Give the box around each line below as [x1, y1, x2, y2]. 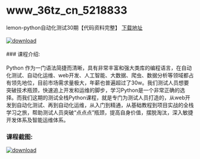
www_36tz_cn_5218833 [6, 4, 128, 17]
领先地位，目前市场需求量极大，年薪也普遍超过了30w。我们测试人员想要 [11, 79, 189, 86]
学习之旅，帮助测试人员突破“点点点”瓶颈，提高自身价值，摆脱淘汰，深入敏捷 [6, 108, 193, 116]
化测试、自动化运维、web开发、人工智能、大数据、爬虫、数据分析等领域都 [6, 71, 189, 79]
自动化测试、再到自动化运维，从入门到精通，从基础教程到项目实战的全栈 [16, 101, 194, 108]
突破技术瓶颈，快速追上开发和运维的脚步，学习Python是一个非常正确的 [6, 86, 180, 93]
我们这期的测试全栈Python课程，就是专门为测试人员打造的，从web [21, 93, 186, 101]
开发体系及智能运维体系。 [6, 116, 69, 123]
